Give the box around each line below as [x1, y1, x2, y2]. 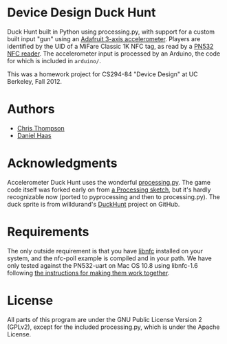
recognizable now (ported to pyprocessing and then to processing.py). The [7, 192, 220, 200]
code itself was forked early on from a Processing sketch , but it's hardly [7, 185, 211, 194]
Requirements [7, 225, 89, 240]
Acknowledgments [7, 156, 118, 171]
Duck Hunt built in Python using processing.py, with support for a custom [7, 27, 215, 36]
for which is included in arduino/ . [7, 56, 101, 65]
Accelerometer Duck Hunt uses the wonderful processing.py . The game [7, 178, 211, 186]
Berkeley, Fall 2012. [7, 77, 62, 85]
